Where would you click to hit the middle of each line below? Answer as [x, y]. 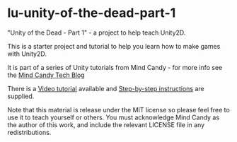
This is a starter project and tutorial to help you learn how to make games [114, 46]
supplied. [21, 96]
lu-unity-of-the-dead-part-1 [92, 13]
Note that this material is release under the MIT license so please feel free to [118, 110]
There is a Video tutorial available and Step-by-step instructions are [106, 88]
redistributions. [29, 132]
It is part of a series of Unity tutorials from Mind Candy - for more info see [115, 67]
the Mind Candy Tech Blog [46, 75]
